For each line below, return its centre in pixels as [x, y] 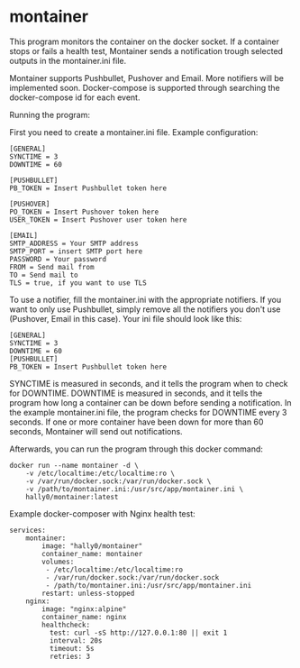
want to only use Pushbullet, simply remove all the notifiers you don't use [145, 309]
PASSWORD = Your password [58, 259]
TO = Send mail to [44, 275]
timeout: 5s [72, 648]
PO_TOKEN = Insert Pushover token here [84, 212]
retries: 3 [70, 656]
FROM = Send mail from [52, 267]
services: [28, 530]
